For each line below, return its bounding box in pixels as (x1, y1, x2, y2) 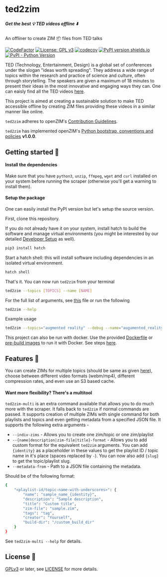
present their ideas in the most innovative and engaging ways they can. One (5, 83, 161, 89)
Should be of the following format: (5, 473, 76, 479)
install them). (5, 183, 32, 189)
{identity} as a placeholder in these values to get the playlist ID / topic (12, 448, 159, 454)
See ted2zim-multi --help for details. (5, 538, 82, 544)
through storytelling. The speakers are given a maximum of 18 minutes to (5, 78, 155, 84)
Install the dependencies (5, 162, 58, 168)
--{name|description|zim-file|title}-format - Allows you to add (12, 437, 148, 443)
